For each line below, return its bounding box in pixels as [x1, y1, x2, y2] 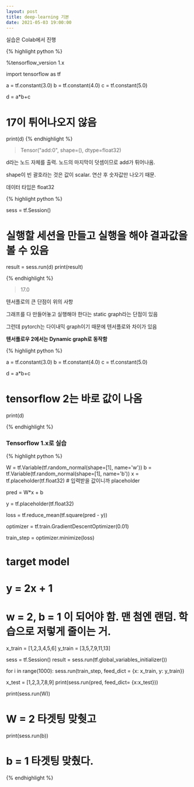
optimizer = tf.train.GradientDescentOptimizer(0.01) [6, 523, 130, 530]
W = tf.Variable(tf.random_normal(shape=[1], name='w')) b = [6, 464, 152, 471]
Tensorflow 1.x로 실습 [6, 439, 67, 447]
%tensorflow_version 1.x [6, 59, 65, 66]
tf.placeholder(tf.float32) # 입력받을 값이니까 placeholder [6, 477, 140, 484]
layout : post [6, 8, 38, 15]
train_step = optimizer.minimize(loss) [6, 534, 95, 542]
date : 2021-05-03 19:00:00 [6, 19, 72, 25]
